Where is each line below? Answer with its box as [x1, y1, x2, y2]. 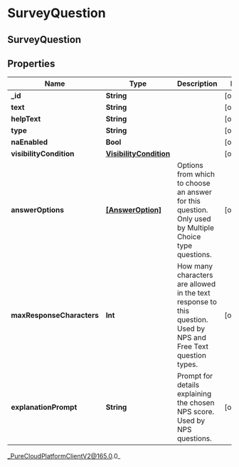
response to [176, 297, 217, 307]
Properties [7, 57, 55, 69]
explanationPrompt [11, 402, 78, 412]
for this [176, 196, 201, 206]
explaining [176, 389, 212, 399]
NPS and [176, 333, 206, 343]
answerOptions [11, 205, 64, 215]
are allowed [176, 279, 216, 289]
